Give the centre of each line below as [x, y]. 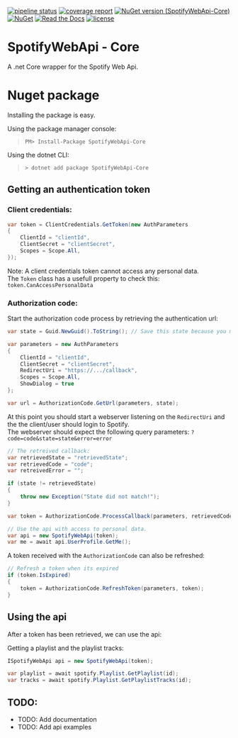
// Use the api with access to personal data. [77, 529]
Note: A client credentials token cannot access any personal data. [103, 271]
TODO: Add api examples [55, 727]
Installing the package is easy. [51, 115]
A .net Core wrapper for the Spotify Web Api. [73, 67]
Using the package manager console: [62, 128]
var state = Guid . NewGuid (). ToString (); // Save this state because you [117, 332]
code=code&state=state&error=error [60, 438]
